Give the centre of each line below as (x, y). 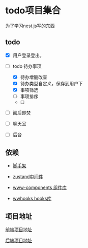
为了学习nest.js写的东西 (30, 26)
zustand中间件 (28, 177)
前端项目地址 (19, 230)
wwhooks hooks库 (32, 199)
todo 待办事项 (27, 66)
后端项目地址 (19, 240)
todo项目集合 (33, 11)
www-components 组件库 (40, 187)
